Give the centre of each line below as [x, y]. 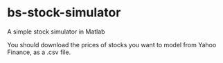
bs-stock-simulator [64, 13]
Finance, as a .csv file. [39, 52]
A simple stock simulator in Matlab [56, 32]
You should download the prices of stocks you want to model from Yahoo [112, 45]
